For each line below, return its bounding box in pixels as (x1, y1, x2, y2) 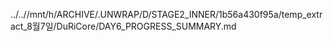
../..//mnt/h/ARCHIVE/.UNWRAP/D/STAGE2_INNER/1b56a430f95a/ (10, 9, 282, 20)
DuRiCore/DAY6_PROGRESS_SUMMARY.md (56, 20, 237, 32)
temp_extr (281, 9, 323, 20)
